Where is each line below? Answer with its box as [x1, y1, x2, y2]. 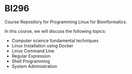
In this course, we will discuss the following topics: [4, 28, 107, 34]
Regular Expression [11, 53, 51, 59]
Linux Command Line [11, 48, 55, 54]
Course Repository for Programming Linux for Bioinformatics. [4, 19, 128, 25]
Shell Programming [11, 58, 50, 64]
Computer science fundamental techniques [11, 37, 99, 44]
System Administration [11, 63, 57, 69]
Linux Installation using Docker [11, 43, 74, 48]
